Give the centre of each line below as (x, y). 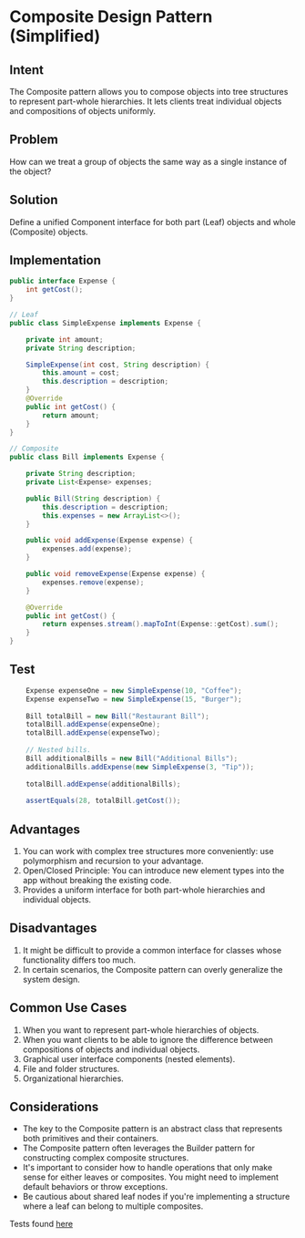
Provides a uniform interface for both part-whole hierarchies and (144, 890)
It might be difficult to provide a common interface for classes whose (152, 950)
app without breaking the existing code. (97, 880)
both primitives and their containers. (91, 1139)
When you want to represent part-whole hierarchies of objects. (141, 1030)
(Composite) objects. (49, 232)
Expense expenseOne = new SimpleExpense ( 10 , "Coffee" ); (134, 690)
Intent (26, 70)
